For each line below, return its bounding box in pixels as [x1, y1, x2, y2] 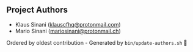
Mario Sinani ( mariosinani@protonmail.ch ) [15, 27, 121, 34]
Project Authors [6, 5, 68, 15]
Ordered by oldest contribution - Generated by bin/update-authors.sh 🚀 [6, 39, 188, 46]
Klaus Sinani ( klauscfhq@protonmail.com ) [15, 21, 121, 28]
